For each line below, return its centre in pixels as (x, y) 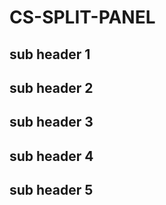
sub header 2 (51, 87)
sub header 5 (51, 190)
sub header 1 (50, 54)
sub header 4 (51, 156)
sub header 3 (51, 122)
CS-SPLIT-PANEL (82, 17)
